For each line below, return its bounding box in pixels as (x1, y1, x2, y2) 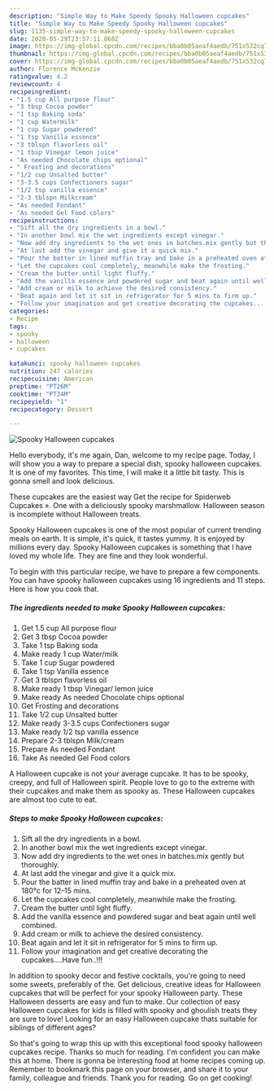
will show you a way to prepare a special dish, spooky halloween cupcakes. (9, 459, 263, 469)
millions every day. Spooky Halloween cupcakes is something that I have (9, 542, 253, 552)
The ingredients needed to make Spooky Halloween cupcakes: (9, 602, 226, 612)
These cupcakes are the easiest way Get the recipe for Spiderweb (9, 492, 231, 502)
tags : (9, 322, 28, 331)
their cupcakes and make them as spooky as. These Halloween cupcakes (9, 786, 255, 796)
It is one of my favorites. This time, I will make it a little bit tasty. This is (9, 467, 245, 477)
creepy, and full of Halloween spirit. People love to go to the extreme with (9, 778, 255, 787)
